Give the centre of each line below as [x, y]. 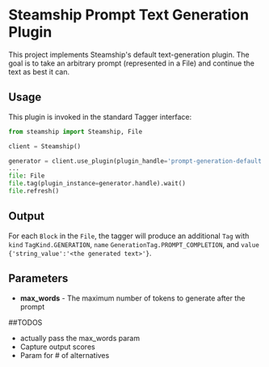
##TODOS [25, 322]
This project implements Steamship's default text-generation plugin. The [129, 54]
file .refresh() [34, 191]
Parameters [38, 278]
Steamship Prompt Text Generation [128, 15]
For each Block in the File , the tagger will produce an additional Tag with [129, 236]
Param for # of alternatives [65, 355]
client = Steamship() [45, 146]
